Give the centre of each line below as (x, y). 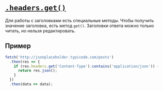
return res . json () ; (37, 71)
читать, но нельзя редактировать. (40, 30)
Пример (18, 46)
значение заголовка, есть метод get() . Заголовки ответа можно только (80, 26)
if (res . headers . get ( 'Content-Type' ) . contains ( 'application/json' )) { (87, 66)
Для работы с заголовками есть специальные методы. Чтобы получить (80, 20)
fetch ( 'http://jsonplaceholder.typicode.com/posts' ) (59, 57)
